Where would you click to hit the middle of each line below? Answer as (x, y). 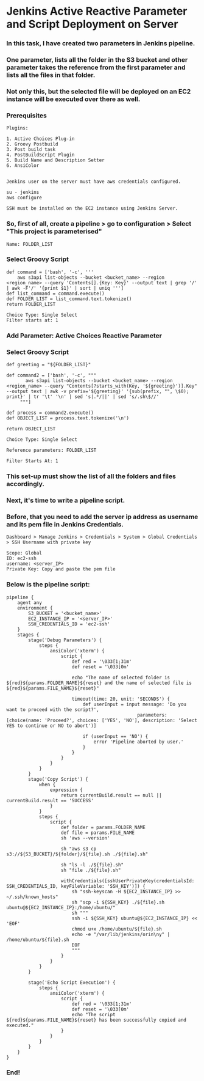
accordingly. (25, 484)
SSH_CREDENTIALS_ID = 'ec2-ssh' (69, 624)
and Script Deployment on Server (92, 24)
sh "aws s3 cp (79, 849)
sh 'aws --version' (86, 838)
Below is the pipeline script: (48, 585)
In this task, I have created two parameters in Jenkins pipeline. (101, 43)
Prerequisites (26, 116)
